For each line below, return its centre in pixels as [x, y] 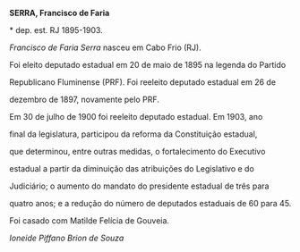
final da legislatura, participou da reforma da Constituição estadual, [133, 134]
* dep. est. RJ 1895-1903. [56, 30]
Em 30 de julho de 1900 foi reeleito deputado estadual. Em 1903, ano [136, 117]
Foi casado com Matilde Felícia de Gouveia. [90, 221]
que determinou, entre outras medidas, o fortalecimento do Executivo [137, 151]
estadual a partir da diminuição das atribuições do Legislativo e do [132, 168]
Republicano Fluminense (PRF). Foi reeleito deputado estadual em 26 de [142, 82]
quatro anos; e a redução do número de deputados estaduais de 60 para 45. [150, 203]
